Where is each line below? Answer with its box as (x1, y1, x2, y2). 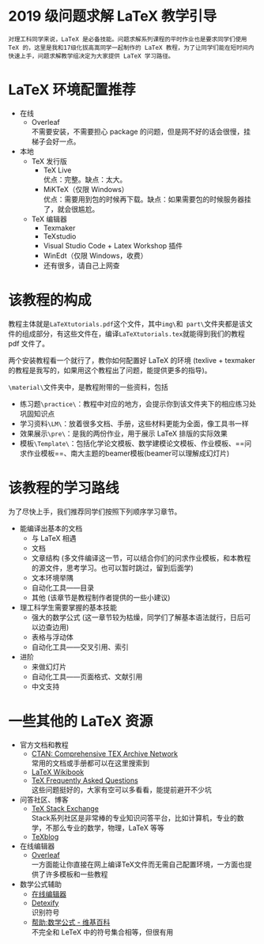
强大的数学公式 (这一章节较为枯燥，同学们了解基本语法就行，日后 (31, 612, 244, 621)
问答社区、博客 (19, 795, 69, 804)
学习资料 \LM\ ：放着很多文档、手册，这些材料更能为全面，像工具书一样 (19, 418, 249, 428)
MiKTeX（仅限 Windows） (43, 184, 129, 194)
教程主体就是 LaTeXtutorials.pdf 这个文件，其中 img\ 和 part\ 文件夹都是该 (8, 319, 247, 328)
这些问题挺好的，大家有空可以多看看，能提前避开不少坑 (31, 784, 212, 795)
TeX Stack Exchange (31, 803, 99, 813)
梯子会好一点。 (31, 136, 81, 146)
